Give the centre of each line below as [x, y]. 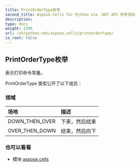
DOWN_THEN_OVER [32, 121]
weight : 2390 [19, 29]
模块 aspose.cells [30, 159]
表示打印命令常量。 [25, 72]
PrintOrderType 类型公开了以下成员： [44, 83]
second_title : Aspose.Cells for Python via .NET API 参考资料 [70, 15]
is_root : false [21, 38]
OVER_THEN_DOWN [32, 130]
